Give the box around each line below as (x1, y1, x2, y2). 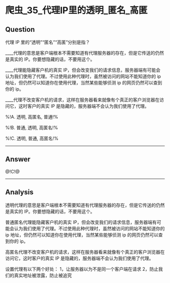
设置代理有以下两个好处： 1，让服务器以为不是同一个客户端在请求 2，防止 (5, 266, 159, 272)
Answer (5, 155, 31, 164)
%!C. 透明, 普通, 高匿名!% (5, 135, 59, 141)
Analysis (5, 188, 34, 196)
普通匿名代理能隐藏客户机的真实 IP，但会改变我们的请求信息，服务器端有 (5, 219, 157, 225)
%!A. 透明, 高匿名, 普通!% (5, 114, 59, 119)
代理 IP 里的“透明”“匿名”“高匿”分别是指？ (5, 39, 90, 45)
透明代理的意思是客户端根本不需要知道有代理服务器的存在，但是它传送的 (5, 202, 156, 208)
